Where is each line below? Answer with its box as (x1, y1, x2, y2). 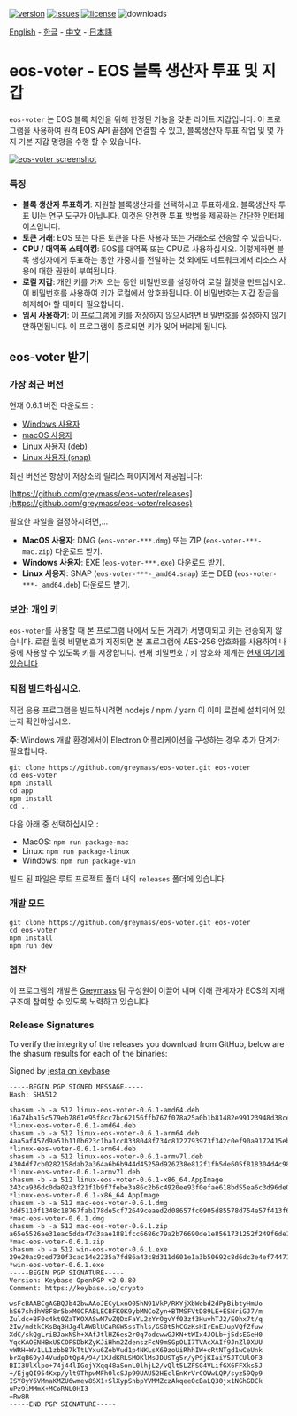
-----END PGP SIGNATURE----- (9, 1400, 117, 1409)
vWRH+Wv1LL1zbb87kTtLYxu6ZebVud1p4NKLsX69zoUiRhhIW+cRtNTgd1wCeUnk (9, 1346, 263, 1355)
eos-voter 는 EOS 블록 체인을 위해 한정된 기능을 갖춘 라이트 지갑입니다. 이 (9, 113, 265, 124)
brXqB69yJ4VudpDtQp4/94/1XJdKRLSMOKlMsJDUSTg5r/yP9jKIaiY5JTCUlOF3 (9, 1354, 263, 1363)
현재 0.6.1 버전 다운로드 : (9, 399, 94, 411)
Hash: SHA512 (9, 1090, 57, 1099)
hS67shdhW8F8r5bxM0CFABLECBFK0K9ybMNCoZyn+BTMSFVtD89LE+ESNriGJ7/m (9, 1307, 263, 1316)
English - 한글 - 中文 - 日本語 (9, 27, 113, 37)
